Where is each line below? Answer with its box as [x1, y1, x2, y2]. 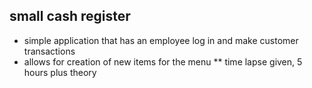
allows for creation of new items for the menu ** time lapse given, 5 [23, 55, 303, 68]
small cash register [9, 8, 131, 25]
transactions [23, 45, 76, 57]
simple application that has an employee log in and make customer [23, 34, 299, 46]
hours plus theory [23, 66, 97, 78]
